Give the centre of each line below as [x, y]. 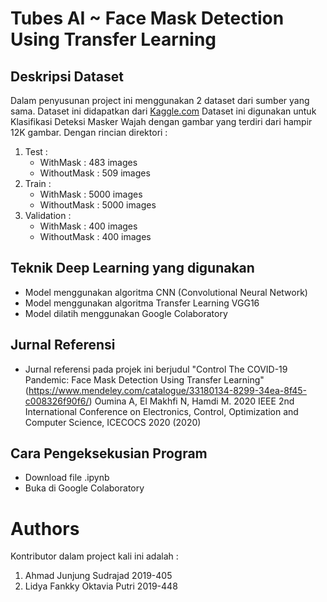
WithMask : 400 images [88, 226]
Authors [45, 528]
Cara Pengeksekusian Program [109, 453]
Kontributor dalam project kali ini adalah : [94, 556]
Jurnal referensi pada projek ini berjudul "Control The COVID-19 [156, 369]
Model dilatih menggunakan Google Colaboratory [126, 313]
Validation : [48, 215]
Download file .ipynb [67, 478]
